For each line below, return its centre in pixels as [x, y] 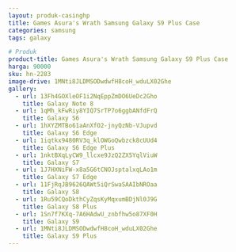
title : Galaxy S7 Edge [60, 178]
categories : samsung [42, 30]
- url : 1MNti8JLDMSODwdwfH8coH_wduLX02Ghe [86, 229]
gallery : [23, 89]
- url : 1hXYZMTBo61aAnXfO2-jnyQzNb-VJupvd [86, 126]
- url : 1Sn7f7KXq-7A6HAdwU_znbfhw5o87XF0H [86, 214]
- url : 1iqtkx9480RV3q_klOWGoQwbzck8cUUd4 [86, 140]
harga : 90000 [30, 67]
